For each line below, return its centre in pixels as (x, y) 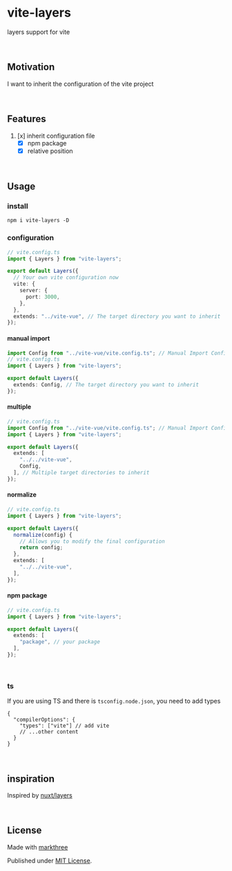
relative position (50, 151)
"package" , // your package (60, 642)
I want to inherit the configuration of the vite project (80, 84)
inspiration (31, 779)
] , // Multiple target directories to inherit (81, 473)
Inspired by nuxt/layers (40, 796)
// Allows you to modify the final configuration (93, 541)
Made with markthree (38, 847)
